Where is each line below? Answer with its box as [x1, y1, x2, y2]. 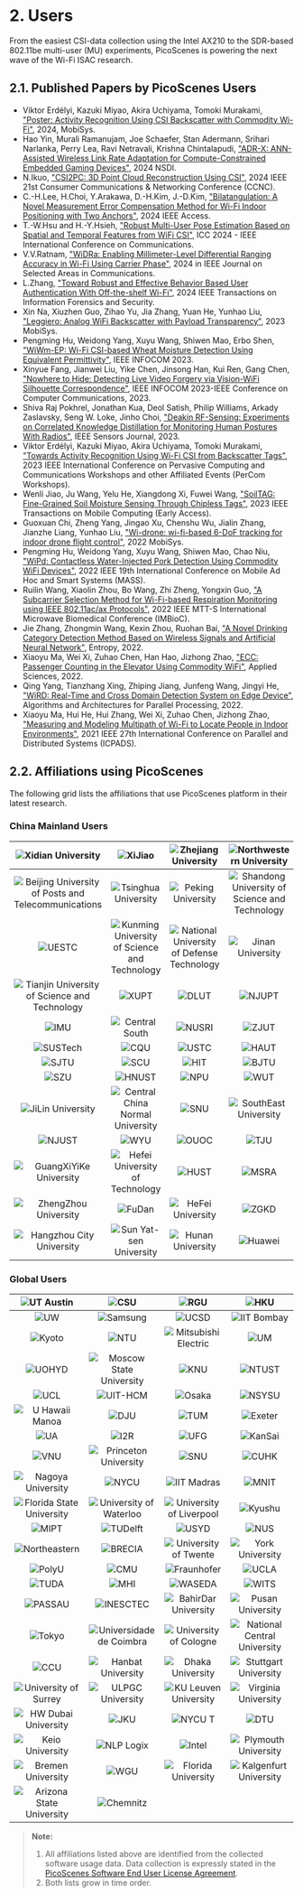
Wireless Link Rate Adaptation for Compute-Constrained [57, 153, 266, 163]
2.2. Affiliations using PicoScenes [9, 764, 204, 779]
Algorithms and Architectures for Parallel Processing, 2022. [22, 699, 243, 710]
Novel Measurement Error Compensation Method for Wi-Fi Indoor [22, 200, 267, 211]
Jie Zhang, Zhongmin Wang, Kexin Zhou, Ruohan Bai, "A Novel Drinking [22, 622, 288, 633]
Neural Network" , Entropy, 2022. [22, 642, 144, 653]
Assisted [22, 153, 56, 163]
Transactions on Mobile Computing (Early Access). [22, 507, 212, 518]
